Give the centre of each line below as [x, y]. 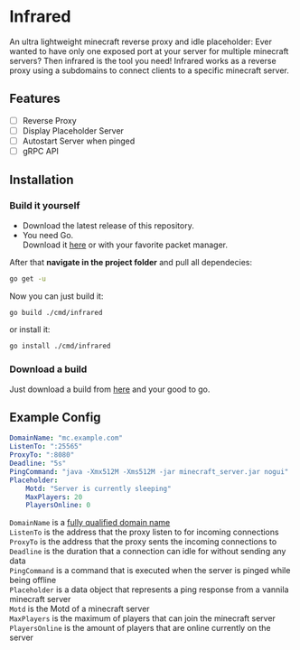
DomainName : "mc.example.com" [66, 438]
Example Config [55, 418]
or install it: [30, 330]
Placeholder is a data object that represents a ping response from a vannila [149, 590]
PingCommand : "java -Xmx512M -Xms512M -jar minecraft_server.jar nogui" [149, 471]
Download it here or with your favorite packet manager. [125, 245]
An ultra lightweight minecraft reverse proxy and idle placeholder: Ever [141, 42]
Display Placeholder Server [73, 130]
